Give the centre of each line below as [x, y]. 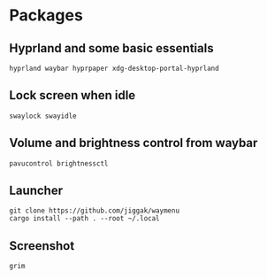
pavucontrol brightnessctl [59, 163]
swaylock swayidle [43, 116]
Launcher [36, 191]
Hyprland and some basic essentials [111, 48]
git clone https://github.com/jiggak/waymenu [94, 211]
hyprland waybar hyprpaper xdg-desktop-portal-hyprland [114, 68]
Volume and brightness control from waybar [133, 143]
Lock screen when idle [72, 95]
